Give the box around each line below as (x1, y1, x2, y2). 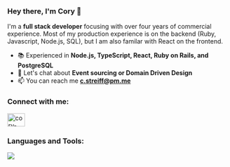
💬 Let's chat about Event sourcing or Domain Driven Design (17, 69, 193, 77)
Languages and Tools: (7, 136, 84, 146)
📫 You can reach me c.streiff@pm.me (17, 76, 131, 85)
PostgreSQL (17, 61, 54, 69)
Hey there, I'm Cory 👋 (7, 6, 82, 16)
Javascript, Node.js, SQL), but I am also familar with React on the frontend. (7, 37, 223, 46)
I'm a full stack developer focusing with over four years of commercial (7, 22, 212, 31)
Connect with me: (7, 97, 69, 107)
